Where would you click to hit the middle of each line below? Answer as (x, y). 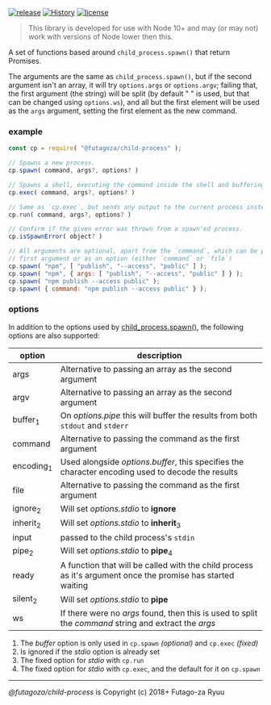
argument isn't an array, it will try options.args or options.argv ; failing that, (133, 85)
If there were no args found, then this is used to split (159, 613)
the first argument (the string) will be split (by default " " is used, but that (129, 94)
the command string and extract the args (138, 624)
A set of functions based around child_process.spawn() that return (119, 52)
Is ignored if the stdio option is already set (90, 652)
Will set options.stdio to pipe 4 (117, 552)
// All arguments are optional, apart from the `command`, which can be (133, 251)
